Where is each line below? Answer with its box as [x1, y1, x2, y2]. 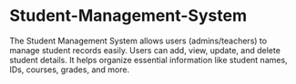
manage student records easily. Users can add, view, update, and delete [9, 44, 281, 55]
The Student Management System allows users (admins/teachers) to [9, 35, 267, 46]
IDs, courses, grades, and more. [9, 64, 130, 75]
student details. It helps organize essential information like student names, [9, 54, 289, 65]
